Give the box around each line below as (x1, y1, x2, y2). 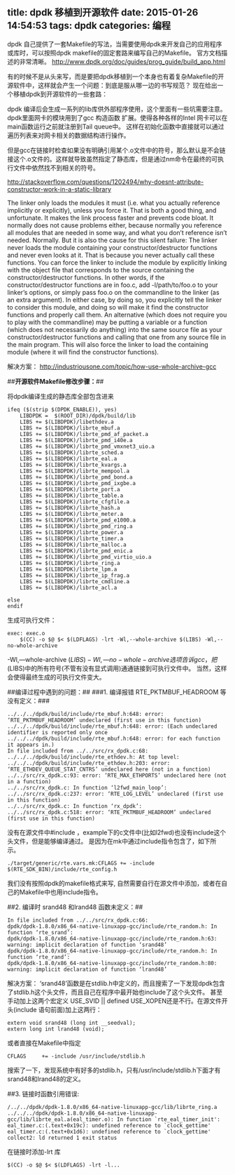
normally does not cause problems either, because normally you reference (7, 220, 222, 230)
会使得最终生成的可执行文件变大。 (7, 672, 106, 681)
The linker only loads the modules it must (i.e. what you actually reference (7, 199, 220, 207)
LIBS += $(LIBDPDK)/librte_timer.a (20, 535, 124, 542)
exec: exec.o (7, 630, 45, 637)
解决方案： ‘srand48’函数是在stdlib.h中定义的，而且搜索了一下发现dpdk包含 (7, 978, 225, 988)
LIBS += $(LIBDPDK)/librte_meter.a (20, 510, 124, 517)
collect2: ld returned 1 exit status (7, 1134, 117, 1141)
